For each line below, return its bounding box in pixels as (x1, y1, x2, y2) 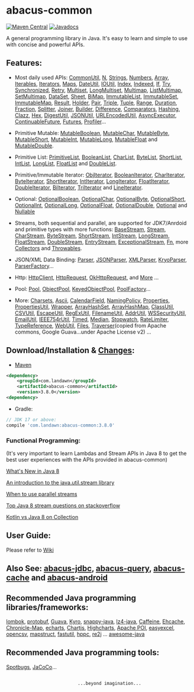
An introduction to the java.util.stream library (6, 479, 115, 486)
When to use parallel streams (6, 490, 77, 498)
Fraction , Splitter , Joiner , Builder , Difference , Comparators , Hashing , (14, 105, 180, 113)
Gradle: (14, 405, 33, 412)
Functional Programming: (6, 436, 81, 444)
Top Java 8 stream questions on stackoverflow (6, 502, 120, 509)
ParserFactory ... (14, 262, 54, 270)
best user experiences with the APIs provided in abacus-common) (6, 456, 167, 463)
